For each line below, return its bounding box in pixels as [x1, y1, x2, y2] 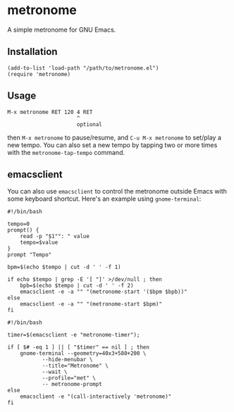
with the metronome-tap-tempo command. [7, 148, 125, 156]
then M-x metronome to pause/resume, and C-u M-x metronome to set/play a [7, 133, 222, 142]
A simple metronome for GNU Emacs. [7, 25, 116, 34]
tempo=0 [7, 220, 30, 227]
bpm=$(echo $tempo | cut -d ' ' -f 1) [7, 263, 121, 271]
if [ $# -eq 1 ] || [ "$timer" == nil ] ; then [7, 344, 150, 351]
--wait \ [42, 368, 68, 375]
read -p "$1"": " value [20, 233, 90, 240]
